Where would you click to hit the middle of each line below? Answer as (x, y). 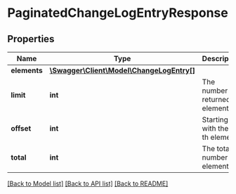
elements (27, 70)
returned (216, 99)
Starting (215, 119)
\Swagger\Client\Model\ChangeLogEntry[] (122, 70)
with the (215, 128)
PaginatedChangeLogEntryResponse (118, 13)
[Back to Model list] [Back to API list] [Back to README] (88, 183)
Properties (31, 39)
